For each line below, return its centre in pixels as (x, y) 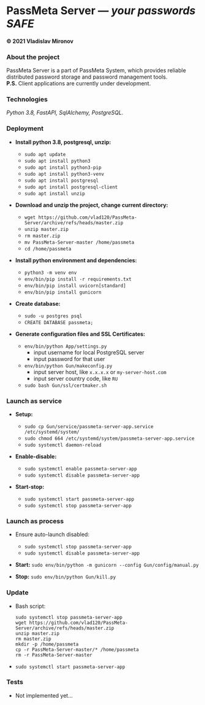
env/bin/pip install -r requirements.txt (78, 279)
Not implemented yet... (44, 695)
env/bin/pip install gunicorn (63, 292)
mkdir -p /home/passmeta (47, 644)
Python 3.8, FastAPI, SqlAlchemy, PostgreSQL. (65, 113)
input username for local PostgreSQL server (89, 352)
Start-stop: (30, 486)
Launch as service (34, 401)
